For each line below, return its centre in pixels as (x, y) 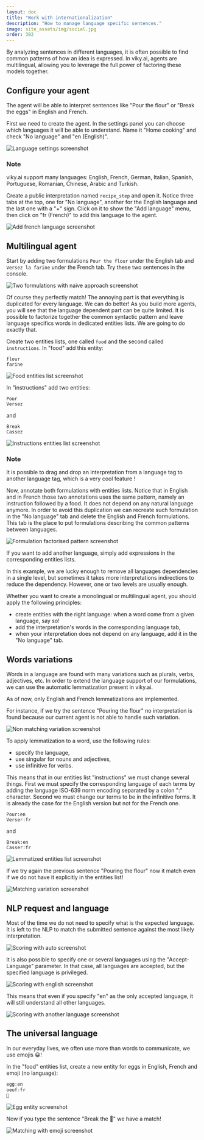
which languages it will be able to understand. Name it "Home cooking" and (101, 130)
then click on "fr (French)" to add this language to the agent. (82, 215)
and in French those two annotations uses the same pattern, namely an (95, 497)
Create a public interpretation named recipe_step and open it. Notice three (100, 196)
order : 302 (20, 35)
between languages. (32, 529)
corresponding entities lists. (41, 560)
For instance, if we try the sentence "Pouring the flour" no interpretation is (100, 711)
